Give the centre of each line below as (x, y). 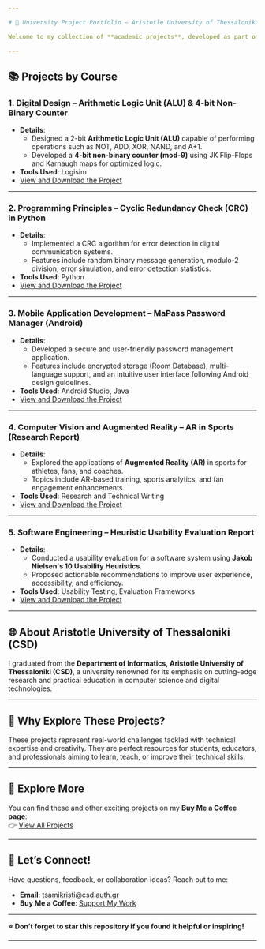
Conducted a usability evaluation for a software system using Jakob (142, 558)
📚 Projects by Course (63, 76)
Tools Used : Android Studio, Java (74, 391)
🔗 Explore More (47, 789)
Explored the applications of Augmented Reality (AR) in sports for (139, 463)
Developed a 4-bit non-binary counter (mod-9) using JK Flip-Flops (142, 156)
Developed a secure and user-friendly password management (132, 349)
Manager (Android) (46, 323)
